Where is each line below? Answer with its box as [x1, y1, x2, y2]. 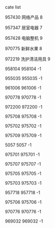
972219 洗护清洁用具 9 [5, 56, 51, 62]
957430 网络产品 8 [5, 14, 43, 20]
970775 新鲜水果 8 [5, 46, 42, 51]
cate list [5, 4, 21, 10]
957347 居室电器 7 [5, 25, 43, 30]
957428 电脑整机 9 [5, 35, 43, 41]
